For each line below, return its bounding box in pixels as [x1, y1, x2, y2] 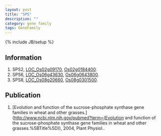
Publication [5, 91, 41, 100]
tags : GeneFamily [5, 26, 41, 31]
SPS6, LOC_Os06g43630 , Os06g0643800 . [12, 71, 99, 77]
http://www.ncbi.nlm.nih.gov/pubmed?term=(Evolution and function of [14, 114, 156, 121]
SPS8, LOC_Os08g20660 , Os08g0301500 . [12, 77, 98, 83]
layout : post [5, 7, 32, 12]
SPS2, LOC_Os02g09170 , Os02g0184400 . [12, 66, 97, 72]
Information [5, 53, 42, 62]
